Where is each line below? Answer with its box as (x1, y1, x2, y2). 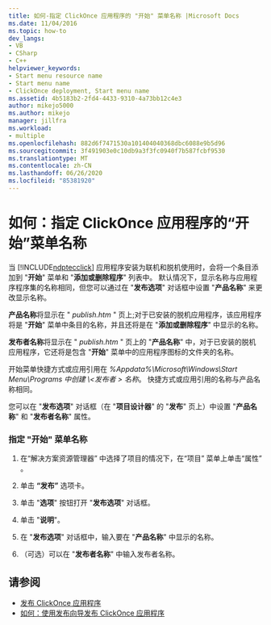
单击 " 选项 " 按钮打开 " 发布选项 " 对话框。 (19, 498, 155, 508)
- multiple (8, 131, 45, 140)
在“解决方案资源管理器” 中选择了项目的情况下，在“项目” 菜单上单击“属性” (19, 453, 262, 464)
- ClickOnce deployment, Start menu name (8, 86, 150, 95)
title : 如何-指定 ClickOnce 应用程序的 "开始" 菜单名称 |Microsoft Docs (8, 11, 240, 20)
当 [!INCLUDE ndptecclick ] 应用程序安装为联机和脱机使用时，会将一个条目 (8, 262, 252, 272)
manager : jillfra (8, 117, 67, 125)
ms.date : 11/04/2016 (8, 19, 78, 27)
